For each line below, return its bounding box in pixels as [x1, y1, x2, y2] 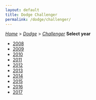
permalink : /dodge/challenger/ [5, 17, 71, 22]
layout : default [5, 7, 39, 13]
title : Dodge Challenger [5, 12, 58, 17]
